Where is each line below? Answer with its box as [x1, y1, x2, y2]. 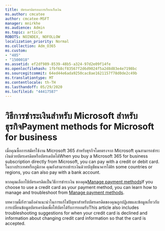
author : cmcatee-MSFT [5, 16, 50, 21]
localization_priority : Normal [5, 39, 69, 44]
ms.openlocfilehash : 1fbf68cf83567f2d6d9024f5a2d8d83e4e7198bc [5, 67, 137, 71]
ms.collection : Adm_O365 [5, 44, 56, 48]
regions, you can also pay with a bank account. [5, 169, 101, 175]
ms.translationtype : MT [5, 75, 54, 80]
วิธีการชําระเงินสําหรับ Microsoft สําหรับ [5, 110, 138, 121]
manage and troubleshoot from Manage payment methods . [5, 189, 125, 196]
